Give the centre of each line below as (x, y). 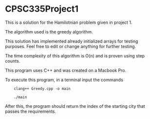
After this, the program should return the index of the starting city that (75, 106)
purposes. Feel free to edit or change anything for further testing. (71, 46)
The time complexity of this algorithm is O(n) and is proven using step (75, 56)
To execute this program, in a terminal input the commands (64, 80)
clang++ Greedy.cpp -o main (42, 88)
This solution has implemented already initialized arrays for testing (72, 41)
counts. (13, 61)
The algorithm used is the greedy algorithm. (49, 32)
